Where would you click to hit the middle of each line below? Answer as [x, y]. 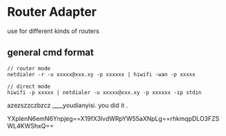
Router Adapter [52, 12]
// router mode [29, 68]
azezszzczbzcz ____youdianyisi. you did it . [68, 105]
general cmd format [51, 53]
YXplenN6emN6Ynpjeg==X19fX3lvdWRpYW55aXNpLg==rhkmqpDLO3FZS [113, 118]
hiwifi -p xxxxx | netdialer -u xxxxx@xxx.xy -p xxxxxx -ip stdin [104, 92]
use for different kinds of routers [53, 31]
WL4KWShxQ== [31, 126]
